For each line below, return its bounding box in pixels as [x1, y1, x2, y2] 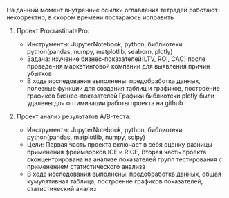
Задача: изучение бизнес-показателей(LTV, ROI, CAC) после [26, 55, 206, 63]
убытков [26, 69, 53, 78]
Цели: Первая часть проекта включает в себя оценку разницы [26, 141, 212, 148]
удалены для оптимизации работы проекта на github [26, 99, 183, 107]
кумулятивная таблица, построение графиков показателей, [26, 177, 203, 186]
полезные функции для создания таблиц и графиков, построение [26, 84, 221, 92]
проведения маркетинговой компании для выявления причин [26, 62, 210, 70]
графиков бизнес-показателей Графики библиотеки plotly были [26, 91, 215, 100]
